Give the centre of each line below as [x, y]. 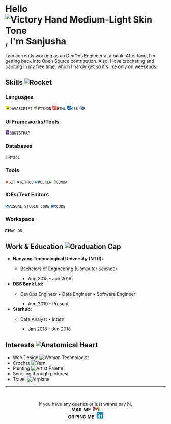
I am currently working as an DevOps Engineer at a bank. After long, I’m [80, 55]
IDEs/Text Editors [27, 195]
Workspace [20, 219]
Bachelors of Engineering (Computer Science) [68, 269]
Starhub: [22, 309]
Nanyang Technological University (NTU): [58, 258]
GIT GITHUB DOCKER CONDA [38, 182]
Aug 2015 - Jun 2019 [50, 278]
